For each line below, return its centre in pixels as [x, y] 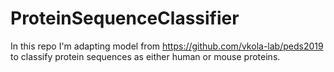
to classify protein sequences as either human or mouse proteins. [145, 56]
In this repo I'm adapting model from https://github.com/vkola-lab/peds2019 [167, 46]
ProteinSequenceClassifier [125, 18]
